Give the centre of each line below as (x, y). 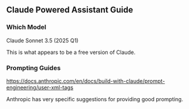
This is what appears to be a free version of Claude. (71, 52)
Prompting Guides (34, 68)
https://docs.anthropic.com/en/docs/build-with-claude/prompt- (86, 81)
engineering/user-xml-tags (40, 87)
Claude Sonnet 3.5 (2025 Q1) (42, 40)
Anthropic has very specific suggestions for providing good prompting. (95, 99)
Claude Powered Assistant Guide (70, 10)
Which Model (26, 27)
